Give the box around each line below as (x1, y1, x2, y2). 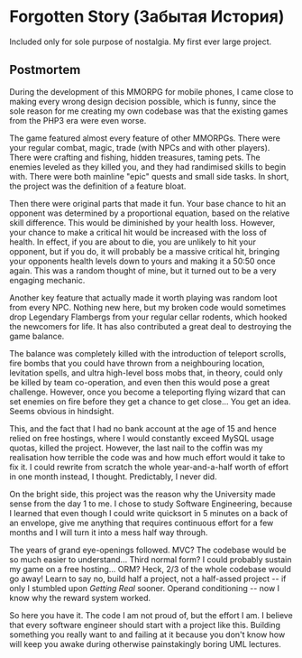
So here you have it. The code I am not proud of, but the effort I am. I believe (9, 609, 293, 620)
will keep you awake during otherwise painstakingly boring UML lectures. (9, 638, 282, 649)
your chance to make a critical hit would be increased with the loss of (9, 227, 268, 237)
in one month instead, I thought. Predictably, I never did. (9, 471, 218, 482)
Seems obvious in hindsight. (9, 405, 114, 416)
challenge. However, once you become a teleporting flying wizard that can (9, 386, 286, 397)
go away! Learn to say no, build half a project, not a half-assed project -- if (9, 573, 287, 584)
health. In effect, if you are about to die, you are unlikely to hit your (9, 236, 257, 247)
